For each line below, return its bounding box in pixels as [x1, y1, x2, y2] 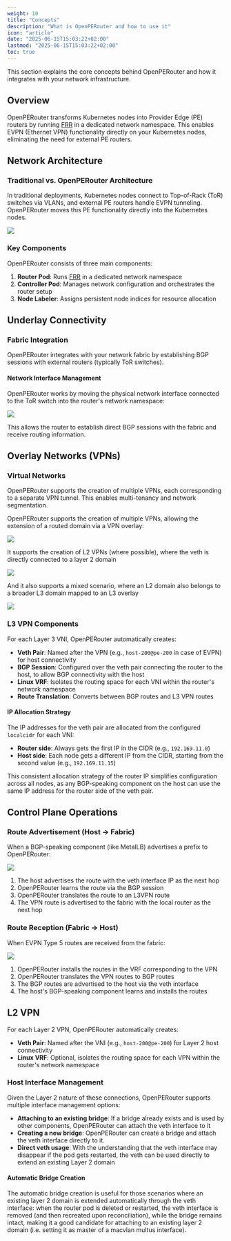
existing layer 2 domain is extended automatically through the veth [7, 1197, 197, 1205]
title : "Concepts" [7, 17, 60, 23]
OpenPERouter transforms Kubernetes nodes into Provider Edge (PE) [7, 113, 203, 121]
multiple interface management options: [7, 1100, 121, 1109]
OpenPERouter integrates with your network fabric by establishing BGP [7, 351, 209, 359]
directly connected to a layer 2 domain [7, 556, 117, 564]
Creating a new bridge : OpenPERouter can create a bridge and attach [17, 1129, 217, 1137]
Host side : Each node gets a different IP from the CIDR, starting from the [17, 751, 224, 759]
